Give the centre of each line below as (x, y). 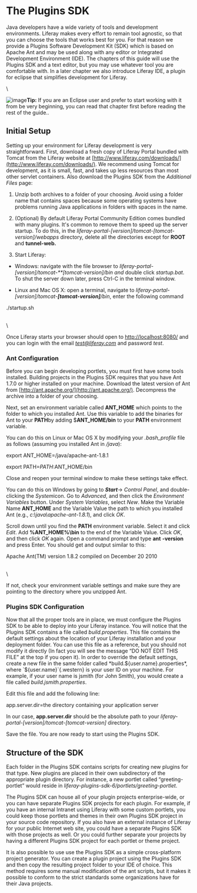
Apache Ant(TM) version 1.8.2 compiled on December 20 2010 (82, 556)
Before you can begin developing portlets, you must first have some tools (95, 371)
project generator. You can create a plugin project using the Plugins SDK (94, 859)
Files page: (19, 183)
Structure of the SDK (45, 753)
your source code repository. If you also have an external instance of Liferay (98, 822)
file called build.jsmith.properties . (46, 682)
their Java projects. (29, 884)
